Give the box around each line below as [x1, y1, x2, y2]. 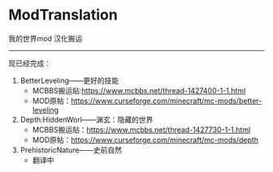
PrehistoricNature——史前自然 [19, 144, 123, 155]
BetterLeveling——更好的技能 [19, 75, 119, 85]
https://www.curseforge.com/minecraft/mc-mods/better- [71, 96, 262, 105]
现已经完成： [8, 58, 51, 68]
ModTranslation [8, 6, 118, 24]
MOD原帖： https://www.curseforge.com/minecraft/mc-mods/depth [32, 135, 258, 144]
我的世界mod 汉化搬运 [8, 33, 83, 43]
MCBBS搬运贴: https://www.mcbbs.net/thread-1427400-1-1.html [32, 85, 246, 95]
